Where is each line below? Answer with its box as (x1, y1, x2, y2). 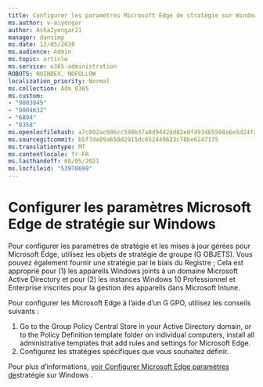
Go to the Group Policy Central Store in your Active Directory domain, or (19, 321, 252, 330)
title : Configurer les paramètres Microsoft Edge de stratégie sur (8, 11, 233, 20)
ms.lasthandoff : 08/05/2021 (8, 158, 100, 166)
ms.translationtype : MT (8, 143, 86, 151)
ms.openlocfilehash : (8, 128, 76, 136)
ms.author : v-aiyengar (8, 19, 82, 27)
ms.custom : (8, 92, 44, 100)
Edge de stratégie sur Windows (8, 215, 217, 233)
